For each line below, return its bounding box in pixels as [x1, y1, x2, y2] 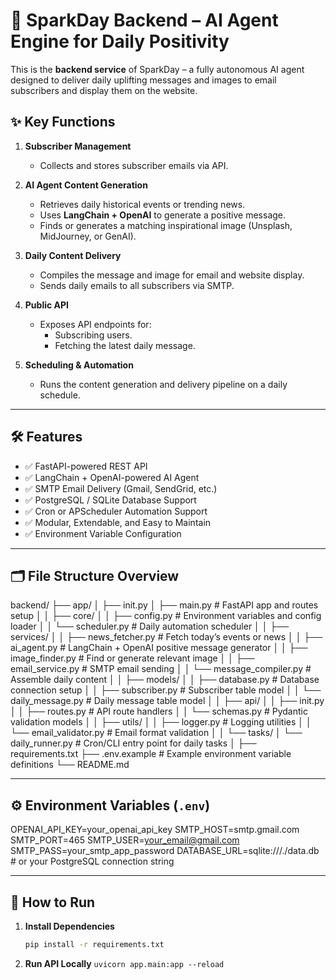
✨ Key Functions [10, 114, 116, 131]
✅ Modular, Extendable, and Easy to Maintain [24, 516, 212, 528]
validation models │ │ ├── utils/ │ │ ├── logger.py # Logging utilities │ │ [10, 716, 312, 728]
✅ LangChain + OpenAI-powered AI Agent [24, 471, 200, 483]
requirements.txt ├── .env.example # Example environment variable [10, 748, 292, 760]
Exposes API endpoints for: [39, 318, 152, 330]
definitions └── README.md [10, 759, 130, 771]
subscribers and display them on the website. [10, 84, 198, 96]
